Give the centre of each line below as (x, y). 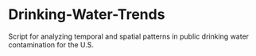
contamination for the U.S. (51, 44)
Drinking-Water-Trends (87, 15)
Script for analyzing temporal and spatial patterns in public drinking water (128, 36)
